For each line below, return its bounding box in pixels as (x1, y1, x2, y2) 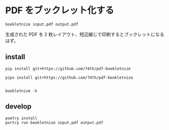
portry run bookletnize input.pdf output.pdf (5, 120, 103, 125)
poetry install (5, 115, 38, 121)
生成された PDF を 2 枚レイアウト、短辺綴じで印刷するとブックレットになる (5, 31, 164, 37)
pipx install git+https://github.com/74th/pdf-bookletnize (5, 75, 133, 80)
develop (5, 102, 32, 111)
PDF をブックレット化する (5, 5, 115, 16)
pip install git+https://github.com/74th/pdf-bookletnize (5, 66, 131, 71)
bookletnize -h (5, 88, 38, 93)
